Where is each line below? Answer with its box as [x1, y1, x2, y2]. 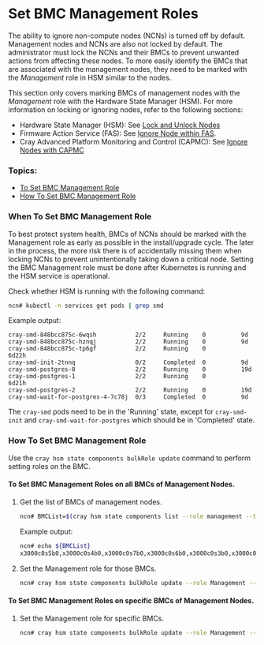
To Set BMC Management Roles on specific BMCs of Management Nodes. [8, 596, 255, 605]
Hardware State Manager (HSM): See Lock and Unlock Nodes [19, 120, 221, 129]
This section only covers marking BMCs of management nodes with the [8, 88, 240, 97]
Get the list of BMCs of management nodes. [19, 497, 162, 506]
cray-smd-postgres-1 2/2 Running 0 [8, 373, 206, 381]
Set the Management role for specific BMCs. [19, 613, 164, 623]
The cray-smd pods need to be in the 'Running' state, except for [8, 407, 214, 417]
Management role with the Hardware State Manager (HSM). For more [8, 96, 233, 106]
